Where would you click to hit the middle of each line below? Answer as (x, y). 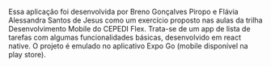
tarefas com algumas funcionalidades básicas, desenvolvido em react (125, 37)
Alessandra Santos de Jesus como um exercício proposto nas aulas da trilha (135, 20)
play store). (27, 54)
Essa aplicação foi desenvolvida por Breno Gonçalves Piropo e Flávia (123, 12)
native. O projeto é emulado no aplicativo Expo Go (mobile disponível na (128, 46)
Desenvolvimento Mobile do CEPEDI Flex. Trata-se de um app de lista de (129, 29)
